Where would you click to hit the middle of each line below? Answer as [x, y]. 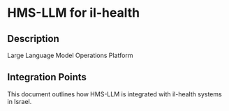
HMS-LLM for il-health [74, 13]
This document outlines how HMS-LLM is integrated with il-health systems [114, 94]
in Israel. [20, 101]
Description [33, 39]
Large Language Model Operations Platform [70, 55]
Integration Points [47, 77]
